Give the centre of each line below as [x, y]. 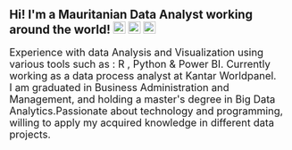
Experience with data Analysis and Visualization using [137, 52]
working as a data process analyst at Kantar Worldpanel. [143, 75]
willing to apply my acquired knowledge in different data [142, 122]
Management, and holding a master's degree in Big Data [142, 99]
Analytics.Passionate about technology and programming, [146, 111]
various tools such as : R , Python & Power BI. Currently [140, 64]
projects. [30, 134]
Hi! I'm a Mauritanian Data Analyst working [131, 15]
